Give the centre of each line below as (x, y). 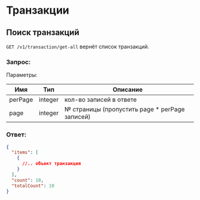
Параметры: (22, 75)
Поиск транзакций (43, 32)
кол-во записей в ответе (101, 100)
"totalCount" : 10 (33, 186)
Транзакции (38, 10)
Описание (128, 90)
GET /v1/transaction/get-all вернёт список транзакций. (78, 46)
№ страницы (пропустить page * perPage (125, 110)
